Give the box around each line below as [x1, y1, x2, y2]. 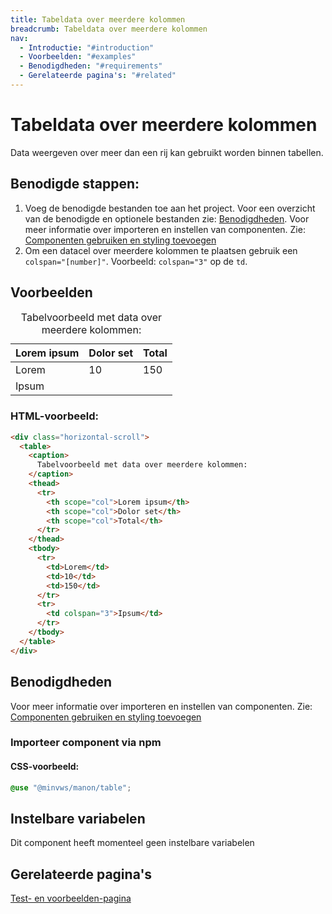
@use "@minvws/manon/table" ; [10, 782, 132, 793]
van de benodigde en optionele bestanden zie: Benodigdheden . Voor [24, 212, 310, 225]
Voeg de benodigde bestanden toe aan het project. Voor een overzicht [24, 202, 316, 214]
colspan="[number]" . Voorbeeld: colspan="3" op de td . [24, 255, 248, 267]
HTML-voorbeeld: [10, 409, 99, 423]
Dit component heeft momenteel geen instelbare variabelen [10, 837, 255, 849]
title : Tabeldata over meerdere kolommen [10, 14, 186, 25]
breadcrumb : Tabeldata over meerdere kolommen [10, 24, 208, 34]
